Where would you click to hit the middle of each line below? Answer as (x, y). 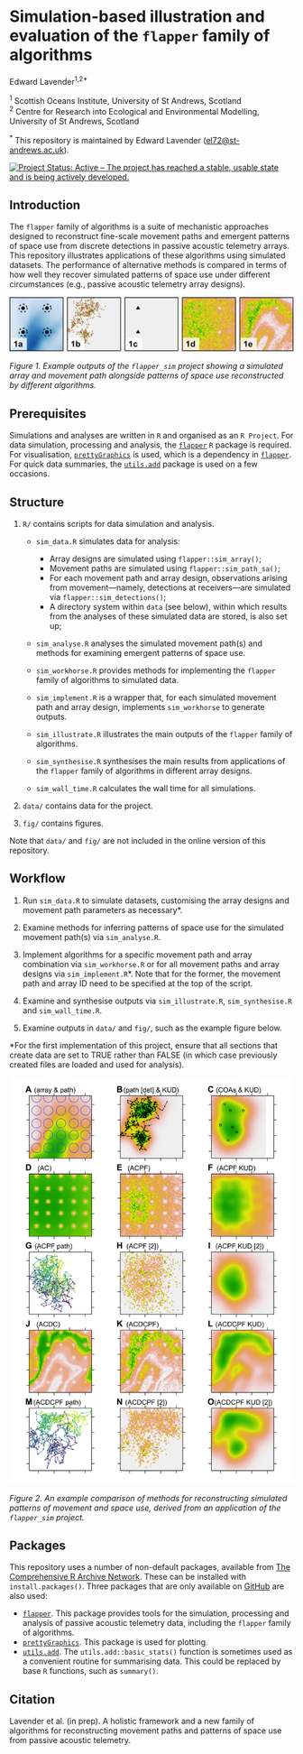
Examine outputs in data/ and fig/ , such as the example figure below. (152, 1028)
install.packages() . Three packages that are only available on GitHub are (147, 1586)
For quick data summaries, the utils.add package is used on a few (134, 464)
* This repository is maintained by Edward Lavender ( (108, 139)
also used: (28, 1596)
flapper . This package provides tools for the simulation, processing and (156, 1613)
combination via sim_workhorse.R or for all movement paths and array (151, 964)
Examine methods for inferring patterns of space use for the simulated (153, 928)
